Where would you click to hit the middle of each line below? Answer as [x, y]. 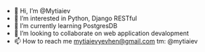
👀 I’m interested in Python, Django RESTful [75, 18]
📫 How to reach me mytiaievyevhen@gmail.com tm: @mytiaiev [106, 41]
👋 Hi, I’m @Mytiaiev [42, 11]
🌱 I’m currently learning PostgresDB [66, 26]
